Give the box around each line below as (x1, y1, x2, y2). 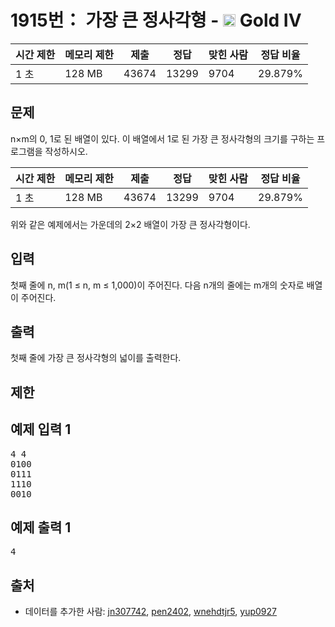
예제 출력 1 (10, 519, 72, 536)
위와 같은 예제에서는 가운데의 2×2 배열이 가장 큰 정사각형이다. (10, 218, 251, 230)
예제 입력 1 (10, 421, 72, 438)
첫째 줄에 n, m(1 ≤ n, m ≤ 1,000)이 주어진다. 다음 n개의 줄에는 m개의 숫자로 (10, 279, 305, 291)
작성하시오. (44, 145, 88, 157)
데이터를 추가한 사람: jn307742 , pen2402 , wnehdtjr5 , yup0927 (24, 606, 277, 618)
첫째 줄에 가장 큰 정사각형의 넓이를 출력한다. (10, 352, 182, 364)
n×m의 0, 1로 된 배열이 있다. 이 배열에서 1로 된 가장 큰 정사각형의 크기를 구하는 (10, 132, 315, 145)
